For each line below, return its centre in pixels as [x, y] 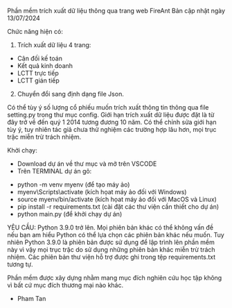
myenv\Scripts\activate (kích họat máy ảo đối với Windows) [102, 192]
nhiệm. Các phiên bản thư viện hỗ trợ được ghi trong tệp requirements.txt [111, 257]
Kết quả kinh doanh [45, 66]
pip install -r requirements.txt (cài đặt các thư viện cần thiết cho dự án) [118, 207]
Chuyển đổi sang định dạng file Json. [71, 94]
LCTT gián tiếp [38, 80]
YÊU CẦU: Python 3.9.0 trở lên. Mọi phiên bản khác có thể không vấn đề [110, 228]
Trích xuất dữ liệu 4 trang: [54, 45]
